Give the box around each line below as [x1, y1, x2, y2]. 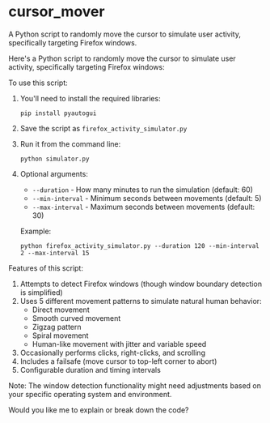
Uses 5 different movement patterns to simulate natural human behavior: [19, 296, 262, 305]
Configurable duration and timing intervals [19, 365, 162, 374]
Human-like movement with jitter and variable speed [32, 339, 207, 348]
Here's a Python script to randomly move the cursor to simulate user [8, 53, 236, 63]
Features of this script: [8, 263, 83, 273]
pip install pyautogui [19, 109, 97, 117]
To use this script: [8, 78, 68, 88]
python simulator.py [19, 155, 90, 163]
